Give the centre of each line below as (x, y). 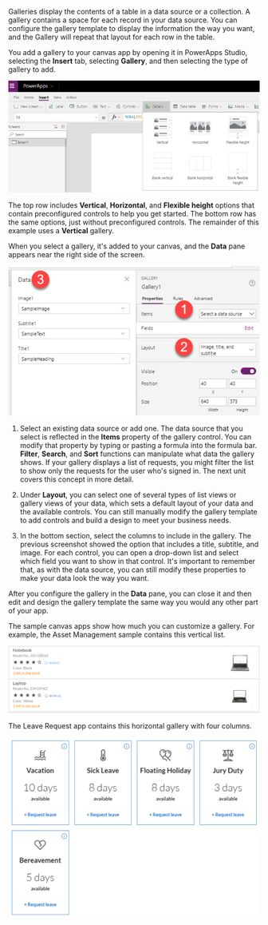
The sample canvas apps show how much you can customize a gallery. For (132, 625)
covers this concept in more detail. (77, 479)
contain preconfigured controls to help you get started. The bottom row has (132, 214)
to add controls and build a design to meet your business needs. (125, 520)
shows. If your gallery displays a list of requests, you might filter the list (136, 462)
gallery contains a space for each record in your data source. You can (123, 20)
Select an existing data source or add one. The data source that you (131, 428)
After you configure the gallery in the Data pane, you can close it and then (130, 594)
